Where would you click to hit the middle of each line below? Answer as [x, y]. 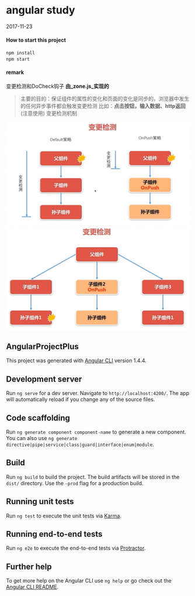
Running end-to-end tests [54, 534]
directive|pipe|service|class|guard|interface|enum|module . [80, 445]
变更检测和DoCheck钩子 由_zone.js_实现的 [58, 86]
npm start [18, 59]
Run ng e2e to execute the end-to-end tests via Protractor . [76, 548]
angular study [41, 10]
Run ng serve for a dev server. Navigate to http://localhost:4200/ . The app [98, 393]
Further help [29, 566]
